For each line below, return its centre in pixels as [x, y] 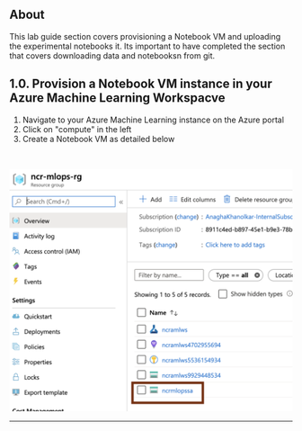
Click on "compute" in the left [77, 129]
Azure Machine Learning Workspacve [118, 98]
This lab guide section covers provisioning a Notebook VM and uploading [145, 36]
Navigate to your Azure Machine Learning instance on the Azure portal [153, 120]
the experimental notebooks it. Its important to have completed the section [147, 46]
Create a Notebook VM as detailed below [98, 139]
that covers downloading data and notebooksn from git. [112, 55]
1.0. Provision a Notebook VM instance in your [141, 84]
